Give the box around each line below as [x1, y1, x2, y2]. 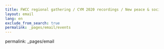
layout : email [5, 12, 34, 16]
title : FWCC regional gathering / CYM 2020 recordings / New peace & [5, 7, 150, 12]
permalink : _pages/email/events [5, 25, 71, 30]
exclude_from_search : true [5, 20, 60, 26]
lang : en [5, 16, 23, 21]
